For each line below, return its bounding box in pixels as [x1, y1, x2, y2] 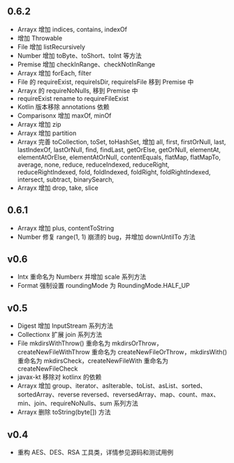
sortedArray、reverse [17, 390, 80, 399]
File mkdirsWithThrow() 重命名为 [17, 339, 110, 347]
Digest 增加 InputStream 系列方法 [17, 322, 114, 330]
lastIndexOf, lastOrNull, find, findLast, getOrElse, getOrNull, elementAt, [17, 145, 221, 153]
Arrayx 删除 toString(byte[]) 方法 [17, 408, 111, 416]
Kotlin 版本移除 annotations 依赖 [17, 102, 110, 111]
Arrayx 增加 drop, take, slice [17, 184, 99, 192]
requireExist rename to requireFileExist [17, 94, 129, 102]
